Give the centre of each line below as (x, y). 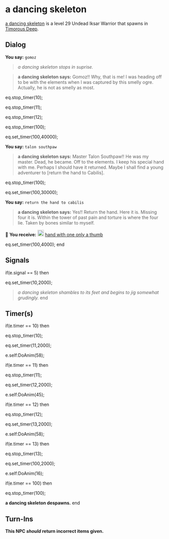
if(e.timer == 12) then (27, 404)
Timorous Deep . (22, 28)
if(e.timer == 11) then (27, 365)
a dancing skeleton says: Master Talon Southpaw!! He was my (83, 156)
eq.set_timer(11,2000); (28, 345)
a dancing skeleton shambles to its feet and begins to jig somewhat (88, 292)
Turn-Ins (19, 519)
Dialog (16, 45)
